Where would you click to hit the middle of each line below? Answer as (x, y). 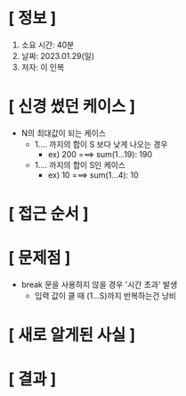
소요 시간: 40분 (48, 45)
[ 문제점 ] (40, 258)
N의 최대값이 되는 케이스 (63, 133)
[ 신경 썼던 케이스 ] (72, 107)
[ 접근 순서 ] (49, 214)
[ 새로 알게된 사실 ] (72, 335)
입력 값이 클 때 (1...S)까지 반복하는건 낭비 (105, 295)
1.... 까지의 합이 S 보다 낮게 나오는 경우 (101, 144)
